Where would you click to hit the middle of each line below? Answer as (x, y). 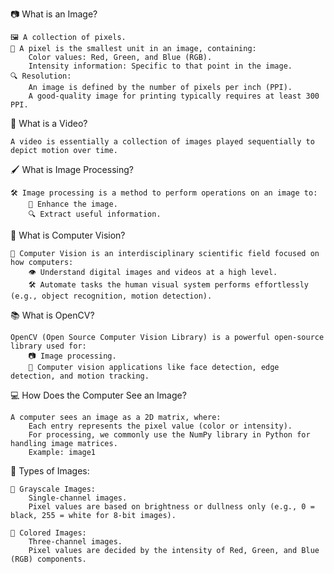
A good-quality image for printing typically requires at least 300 (174, 96)
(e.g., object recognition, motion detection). (111, 296)
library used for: (48, 346)
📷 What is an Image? (54, 14)
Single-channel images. (78, 498)
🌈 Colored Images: (48, 533)
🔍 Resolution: (41, 76)
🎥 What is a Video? (49, 123)
